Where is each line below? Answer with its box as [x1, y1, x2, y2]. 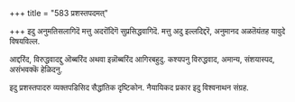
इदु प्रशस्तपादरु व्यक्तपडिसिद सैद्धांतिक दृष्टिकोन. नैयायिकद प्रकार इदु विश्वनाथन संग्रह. [9, 82, 250, 93]
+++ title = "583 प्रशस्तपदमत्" [9, 8, 108, 18]
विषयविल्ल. [9, 36, 41, 46]
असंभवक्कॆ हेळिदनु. [9, 64, 63, 75]
